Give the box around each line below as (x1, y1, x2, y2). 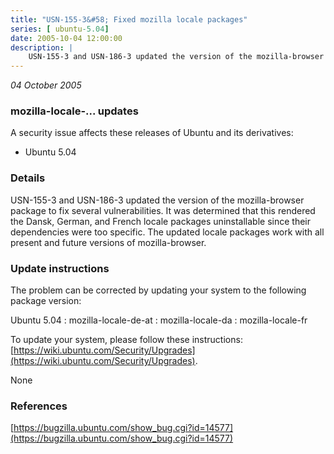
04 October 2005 (10, 79, 82, 91)
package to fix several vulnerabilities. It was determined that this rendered (10, 204, 316, 216)
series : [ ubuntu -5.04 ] (10, 24, 110, 34)
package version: (10, 295, 82, 307)
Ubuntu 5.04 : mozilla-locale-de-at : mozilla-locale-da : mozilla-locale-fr (10, 314, 308, 326)
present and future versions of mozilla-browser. (10, 236, 207, 248)
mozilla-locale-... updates (10, 104, 139, 118)
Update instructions (10, 261, 110, 275)
